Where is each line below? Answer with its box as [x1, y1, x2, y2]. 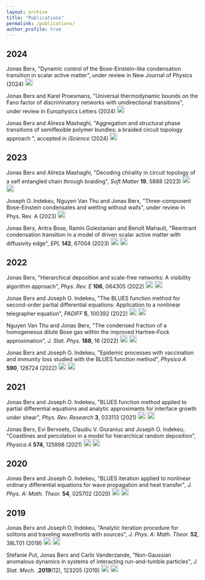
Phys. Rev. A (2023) [6, 212, 57, 219]
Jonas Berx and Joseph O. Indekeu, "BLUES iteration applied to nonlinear [6, 475, 191, 482]
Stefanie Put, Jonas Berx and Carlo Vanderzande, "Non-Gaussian [6, 551, 171, 559]
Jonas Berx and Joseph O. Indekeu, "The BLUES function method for [6, 294, 181, 302]
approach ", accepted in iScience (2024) [6, 135, 109, 142]
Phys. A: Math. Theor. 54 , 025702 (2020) [6, 490, 111, 497]
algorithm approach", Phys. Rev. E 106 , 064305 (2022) [6, 283, 145, 290]
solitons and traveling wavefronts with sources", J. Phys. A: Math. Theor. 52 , [6, 531, 199, 538]
